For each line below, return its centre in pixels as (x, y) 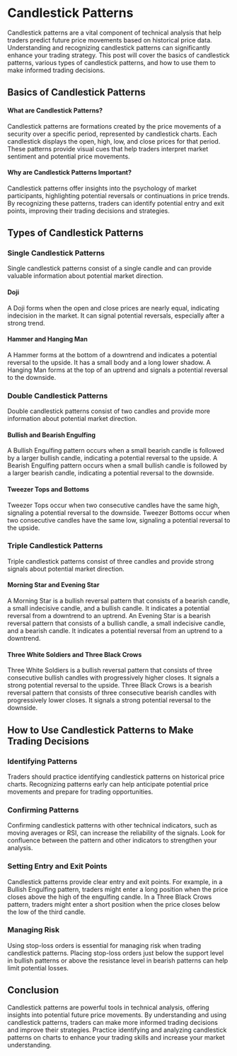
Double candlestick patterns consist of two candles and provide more (109, 411)
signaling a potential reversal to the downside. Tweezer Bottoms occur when (119, 512)
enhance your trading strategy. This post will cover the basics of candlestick (118, 55)
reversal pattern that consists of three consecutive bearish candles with (112, 693)
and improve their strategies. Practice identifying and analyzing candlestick (117, 1030)
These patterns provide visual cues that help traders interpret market (108, 149)
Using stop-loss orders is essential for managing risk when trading (104, 945)
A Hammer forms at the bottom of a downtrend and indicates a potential (112, 354)
